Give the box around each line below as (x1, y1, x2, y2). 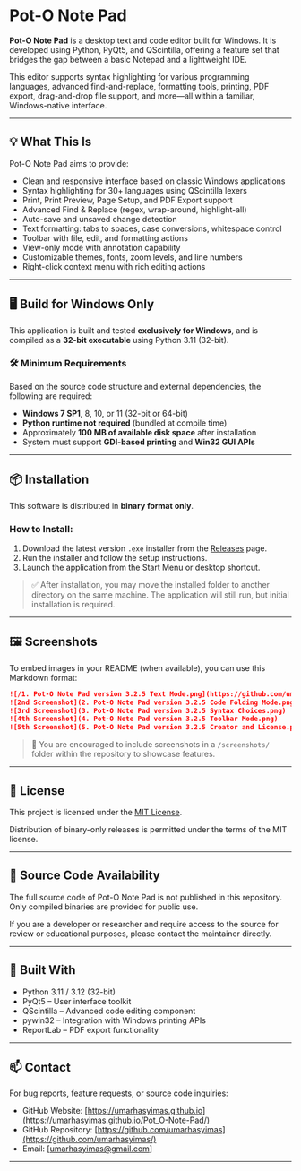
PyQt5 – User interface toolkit (21, 995, 132, 1006)
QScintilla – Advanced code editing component (21, 1005, 196, 1016)
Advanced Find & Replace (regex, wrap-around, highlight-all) (21, 203, 247, 215)
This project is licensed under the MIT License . (9, 806, 183, 817)
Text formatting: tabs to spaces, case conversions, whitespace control (21, 223, 282, 234)
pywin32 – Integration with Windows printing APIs (21, 1014, 206, 1026)
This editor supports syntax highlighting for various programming (9, 71, 250, 82)
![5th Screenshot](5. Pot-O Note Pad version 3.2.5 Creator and (9, 723, 254, 732)
